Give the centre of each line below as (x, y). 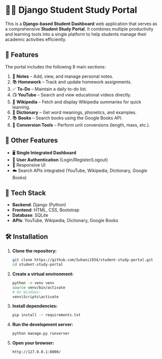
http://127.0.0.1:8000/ (37, 352)
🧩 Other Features (31, 141)
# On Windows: (27, 292)
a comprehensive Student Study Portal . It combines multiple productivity (79, 29)
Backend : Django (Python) (39, 205)
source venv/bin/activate (39, 288)
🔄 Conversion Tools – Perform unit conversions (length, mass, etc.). (81, 125)
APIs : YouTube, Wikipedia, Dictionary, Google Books (65, 221)
